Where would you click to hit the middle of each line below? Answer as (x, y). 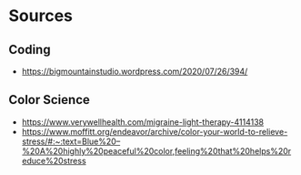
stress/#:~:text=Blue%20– (71, 141)
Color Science (49, 100)
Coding (30, 50)
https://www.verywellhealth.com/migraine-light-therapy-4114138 (143, 122)
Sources (41, 16)
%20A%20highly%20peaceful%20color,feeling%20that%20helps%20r (156, 150)
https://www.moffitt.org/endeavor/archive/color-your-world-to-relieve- (155, 131)
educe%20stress (54, 160)
